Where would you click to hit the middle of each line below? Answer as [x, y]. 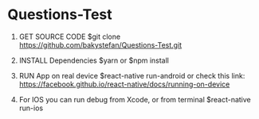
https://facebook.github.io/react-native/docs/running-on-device [124, 84]
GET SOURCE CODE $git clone [70, 36]
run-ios [31, 108]
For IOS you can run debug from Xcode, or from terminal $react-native [135, 99]
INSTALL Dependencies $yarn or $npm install [94, 60]
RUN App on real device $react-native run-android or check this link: [132, 75]
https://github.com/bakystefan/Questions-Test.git [100, 44]
